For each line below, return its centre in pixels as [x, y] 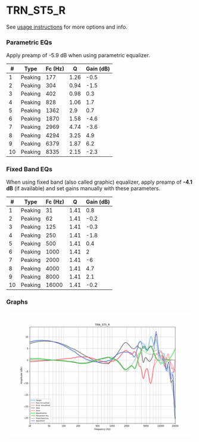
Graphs [17, 302]
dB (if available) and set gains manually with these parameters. [83, 188]
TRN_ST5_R [36, 10]
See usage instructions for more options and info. [67, 27]
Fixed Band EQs [29, 169]
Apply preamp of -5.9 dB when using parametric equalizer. [78, 55]
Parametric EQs [29, 42]
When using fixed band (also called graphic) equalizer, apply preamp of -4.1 [99, 182]
